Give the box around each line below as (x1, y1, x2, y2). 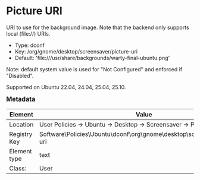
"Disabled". (6, 72, 34, 79)
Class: (9, 164, 27, 172)
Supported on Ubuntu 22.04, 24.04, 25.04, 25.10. (6, 83, 126, 90)
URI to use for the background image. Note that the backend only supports (6, 24, 189, 31)
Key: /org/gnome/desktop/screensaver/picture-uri (14, 48, 138, 55)
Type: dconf (14, 42, 45, 49)
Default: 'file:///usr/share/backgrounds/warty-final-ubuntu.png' (14, 54, 170, 61)
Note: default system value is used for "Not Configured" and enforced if (6, 65, 183, 72)
